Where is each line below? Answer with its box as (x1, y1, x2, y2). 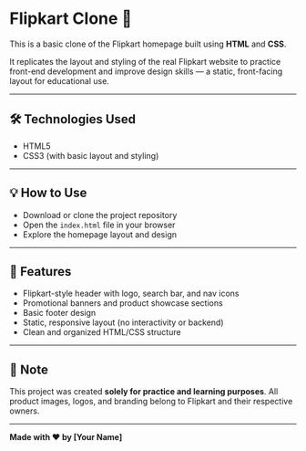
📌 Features (9, 264, 72, 279)
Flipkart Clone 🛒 (9, 8, 133, 29)
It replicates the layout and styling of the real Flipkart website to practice (9, 56, 281, 67)
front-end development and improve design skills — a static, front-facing (9, 66, 283, 77)
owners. (9, 405, 40, 416)
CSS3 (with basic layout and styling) (22, 150, 159, 161)
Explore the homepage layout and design (22, 228, 178, 240)
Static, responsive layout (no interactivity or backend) (22, 317, 225, 328)
